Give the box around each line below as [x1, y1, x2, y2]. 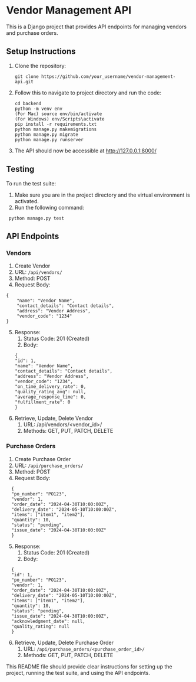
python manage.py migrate [14, 131, 78, 138]
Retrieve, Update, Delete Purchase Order [14, 639, 114, 646]
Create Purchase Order [14, 455, 71, 462]
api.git [14, 79, 34, 84]
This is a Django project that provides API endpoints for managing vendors [6, 23, 187, 30]
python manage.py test [8, 215, 65, 221]
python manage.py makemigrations [14, 126, 97, 132]
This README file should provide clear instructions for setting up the [6, 663, 172, 670]
